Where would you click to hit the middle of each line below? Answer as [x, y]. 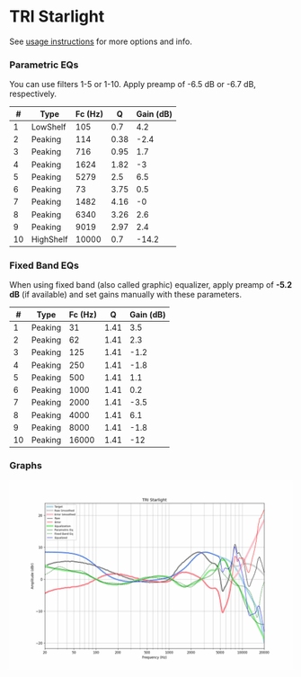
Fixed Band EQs [44, 265]
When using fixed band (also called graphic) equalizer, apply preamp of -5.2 [151, 285]
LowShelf [49, 127]
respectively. [33, 94]
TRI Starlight [57, 17]
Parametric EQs [44, 65]
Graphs [26, 466]
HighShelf [49, 239]
